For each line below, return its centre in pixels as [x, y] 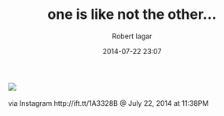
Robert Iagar [132, 36]
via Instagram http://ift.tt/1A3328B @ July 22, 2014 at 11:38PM [108, 103]
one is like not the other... [132, 14]
